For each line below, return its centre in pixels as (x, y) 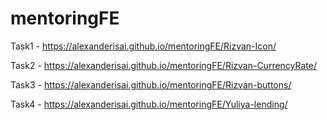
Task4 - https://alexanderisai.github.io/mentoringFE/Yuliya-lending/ (149, 104)
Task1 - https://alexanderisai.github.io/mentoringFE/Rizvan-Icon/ (143, 46)
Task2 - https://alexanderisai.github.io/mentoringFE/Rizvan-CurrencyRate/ (163, 65)
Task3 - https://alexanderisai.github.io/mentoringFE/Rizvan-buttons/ (151, 84)
